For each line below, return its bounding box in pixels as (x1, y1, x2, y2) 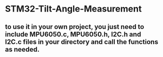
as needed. (5, 45, 40, 54)
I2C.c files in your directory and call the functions (5, 38, 159, 46)
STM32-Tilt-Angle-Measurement (5, 3, 142, 14)
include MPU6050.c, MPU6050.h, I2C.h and (5, 30, 141, 38)
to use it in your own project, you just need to (5, 23, 145, 31)
